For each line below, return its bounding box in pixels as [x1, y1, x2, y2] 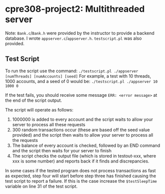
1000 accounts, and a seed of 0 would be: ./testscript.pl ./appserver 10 [5, 78, 158, 84]
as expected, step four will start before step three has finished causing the [5, 173, 156, 179]
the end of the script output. [5, 97, 63, 103]
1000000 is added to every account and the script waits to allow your [12, 116, 153, 122]
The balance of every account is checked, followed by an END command [12, 142, 161, 148]
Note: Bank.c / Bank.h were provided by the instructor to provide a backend [5, 30, 155, 36]
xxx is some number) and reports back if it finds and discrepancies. [12, 158, 149, 164]
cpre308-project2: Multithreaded [5, 3, 145, 15]
